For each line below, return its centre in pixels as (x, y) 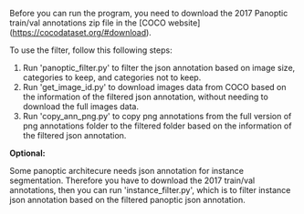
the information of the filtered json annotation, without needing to (146, 97)
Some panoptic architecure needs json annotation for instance (127, 171)
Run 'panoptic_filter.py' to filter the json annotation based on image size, (159, 68)
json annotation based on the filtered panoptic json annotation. (128, 200)
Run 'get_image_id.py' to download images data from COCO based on (154, 87)
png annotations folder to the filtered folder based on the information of (157, 126)
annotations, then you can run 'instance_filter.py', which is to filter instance (150, 190)
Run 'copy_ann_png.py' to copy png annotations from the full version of (157, 116)
